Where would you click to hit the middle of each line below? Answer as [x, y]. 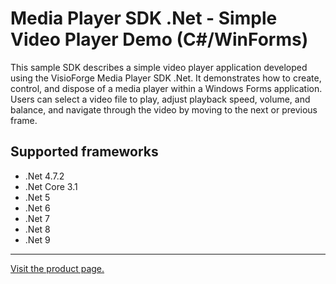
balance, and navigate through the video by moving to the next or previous [164, 109]
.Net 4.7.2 [44, 176]
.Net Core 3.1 [51, 186]
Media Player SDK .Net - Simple [144, 18]
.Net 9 [37, 239]
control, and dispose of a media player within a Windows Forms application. [166, 88]
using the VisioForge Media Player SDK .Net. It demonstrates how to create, [166, 78]
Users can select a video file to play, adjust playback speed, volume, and [160, 99]
